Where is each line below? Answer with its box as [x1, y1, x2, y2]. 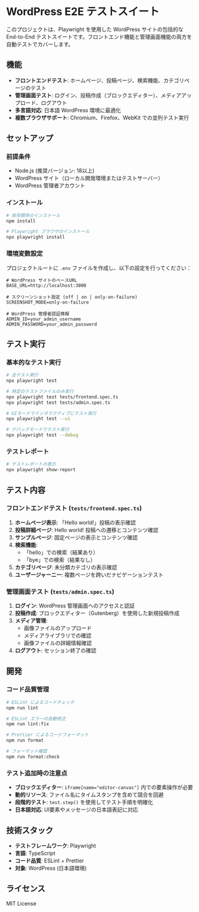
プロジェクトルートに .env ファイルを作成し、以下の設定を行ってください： [6, 264, 192, 271]
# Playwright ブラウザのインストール [6, 228, 90, 235]
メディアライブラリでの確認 [23, 632, 92, 639]
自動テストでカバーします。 [6, 41, 74, 48]
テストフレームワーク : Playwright [14, 842, 97, 849]
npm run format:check [6, 753, 60, 760]
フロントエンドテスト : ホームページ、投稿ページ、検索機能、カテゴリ [14, 76, 185, 84]
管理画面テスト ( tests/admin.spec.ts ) [6, 588, 114, 596]
